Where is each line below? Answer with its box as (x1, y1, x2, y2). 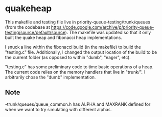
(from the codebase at (5, 24, 50, 30)
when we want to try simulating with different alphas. (5, 106, 112, 112)
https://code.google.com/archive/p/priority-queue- (51, 24, 154, 30)
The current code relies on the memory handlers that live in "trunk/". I (5, 69, 145, 75)
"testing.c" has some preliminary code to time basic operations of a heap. (5, 64, 154, 70)
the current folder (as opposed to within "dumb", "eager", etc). (5, 54, 131, 60)
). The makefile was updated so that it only (65, 29, 151, 35)
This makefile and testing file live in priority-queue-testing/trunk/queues (5, 19, 151, 25)
